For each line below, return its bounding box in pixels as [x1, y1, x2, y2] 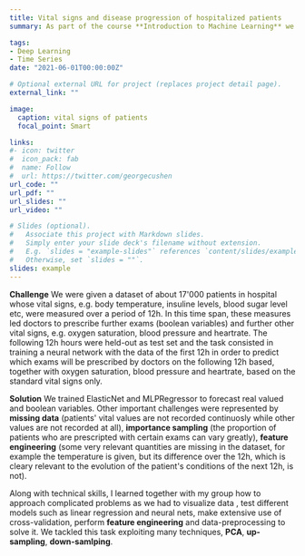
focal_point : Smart [17, 122, 92, 131]
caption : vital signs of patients [17, 112, 148, 122]
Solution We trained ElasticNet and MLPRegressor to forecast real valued [9, 393, 284, 404]
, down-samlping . [44, 536, 113, 547]
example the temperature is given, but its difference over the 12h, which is [9, 451, 286, 462]
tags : [9, 38, 30, 47]
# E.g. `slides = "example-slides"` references [9, 247, 202, 256]
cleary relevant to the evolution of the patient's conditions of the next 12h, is [9, 460, 294, 472]
